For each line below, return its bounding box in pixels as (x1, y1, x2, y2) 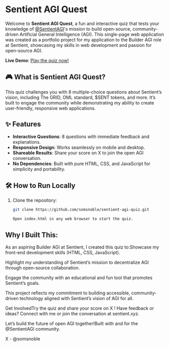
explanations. (12, 139, 41, 145)
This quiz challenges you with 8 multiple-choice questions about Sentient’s (5, 89, 162, 95)
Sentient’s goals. (5, 280, 40, 286)
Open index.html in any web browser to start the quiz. (12, 217, 133, 222)
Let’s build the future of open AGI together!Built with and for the (5, 320, 138, 327)
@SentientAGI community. (5, 326, 60, 332)
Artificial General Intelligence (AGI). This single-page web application (19, 31, 164, 37)
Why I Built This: (5, 230, 58, 239)
